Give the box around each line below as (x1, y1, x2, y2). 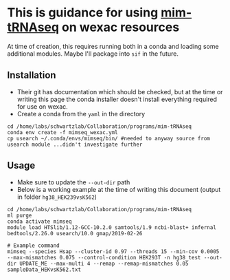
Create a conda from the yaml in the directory (16, 109, 146, 118)
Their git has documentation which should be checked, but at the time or (16, 87, 223, 96)
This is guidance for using (7, 5, 159, 21)
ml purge (7, 212, 32, 219)
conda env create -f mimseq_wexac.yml (7, 129, 118, 136)
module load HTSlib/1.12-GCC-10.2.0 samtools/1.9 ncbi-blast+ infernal (7, 224, 216, 231)
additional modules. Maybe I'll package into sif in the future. (7, 50, 179, 58)
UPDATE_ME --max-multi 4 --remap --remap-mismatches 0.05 (19, 260, 189, 267)
